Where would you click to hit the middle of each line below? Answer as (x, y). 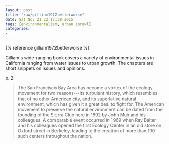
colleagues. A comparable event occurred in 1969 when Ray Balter (87, 120)
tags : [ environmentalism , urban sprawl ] (48, 24)
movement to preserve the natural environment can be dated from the (90, 109)
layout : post (19, 10)
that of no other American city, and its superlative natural (77, 99)
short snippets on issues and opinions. (45, 68)
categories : (18, 29)
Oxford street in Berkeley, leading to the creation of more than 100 (86, 131)
